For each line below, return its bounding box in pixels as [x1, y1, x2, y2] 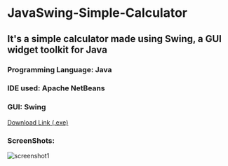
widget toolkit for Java [7, 43, 107, 55]
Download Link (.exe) [7, 118, 69, 127]
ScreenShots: [7, 135, 55, 145]
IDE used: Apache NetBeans [7, 83, 105, 93]
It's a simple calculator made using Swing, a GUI [7, 33, 222, 45]
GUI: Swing [7, 102, 46, 112]
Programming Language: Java [7, 64, 112, 74]
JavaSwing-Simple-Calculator [7, 5, 188, 21]
